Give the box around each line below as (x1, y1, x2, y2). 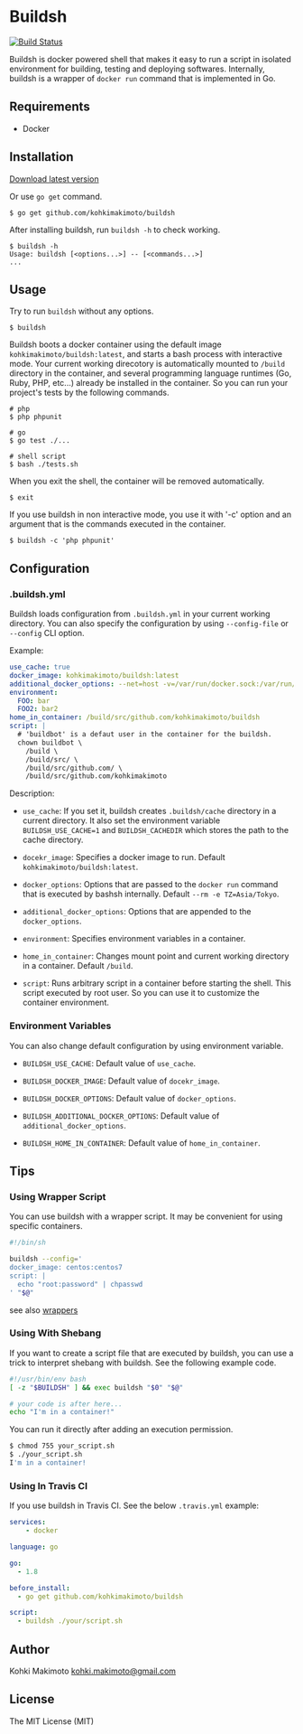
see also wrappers (9, 1304, 78, 1316)
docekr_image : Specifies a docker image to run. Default (22, 852, 225, 863)
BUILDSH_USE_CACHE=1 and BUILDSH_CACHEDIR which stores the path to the (22, 825, 289, 836)
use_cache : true (9, 662, 70, 672)
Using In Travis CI (9, 1479, 88, 1492)
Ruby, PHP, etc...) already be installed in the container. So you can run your (9, 378, 289, 389)
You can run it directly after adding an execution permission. (9, 1424, 234, 1435)
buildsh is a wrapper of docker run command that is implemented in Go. (9, 72, 277, 83)
